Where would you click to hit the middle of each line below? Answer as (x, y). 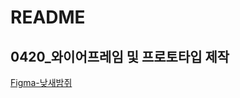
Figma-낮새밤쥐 (41, 82)
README (48, 17)
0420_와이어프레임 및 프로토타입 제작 (120, 56)
